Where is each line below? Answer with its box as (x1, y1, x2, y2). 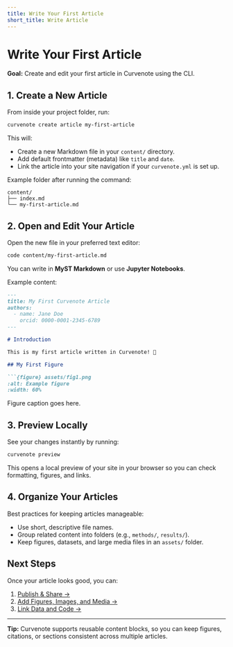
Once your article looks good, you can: (7, 576, 118, 585)
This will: (7, 134, 33, 142)
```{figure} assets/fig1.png (7, 373, 92, 380)
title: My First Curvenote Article (7, 298, 110, 305)
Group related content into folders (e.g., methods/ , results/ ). (17, 530, 189, 539)
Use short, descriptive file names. (17, 523, 114, 531)
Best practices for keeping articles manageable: (7, 510, 144, 518)
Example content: (7, 278, 58, 286)
